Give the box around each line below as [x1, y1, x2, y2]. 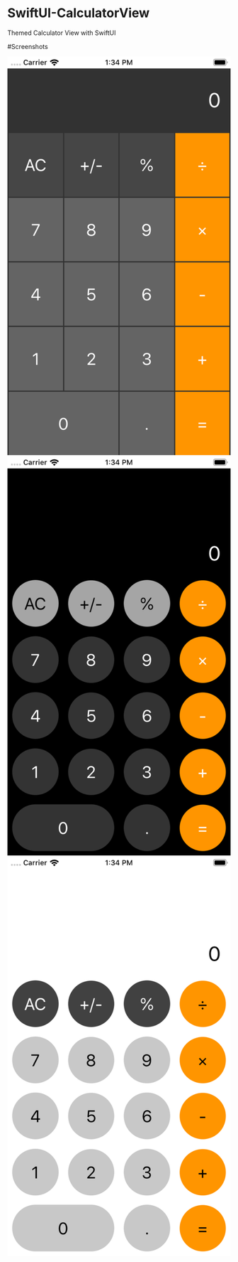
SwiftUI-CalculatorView [7, 5, 150, 21]
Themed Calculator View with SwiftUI [7, 28, 116, 37]
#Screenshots [7, 42, 48, 50]
